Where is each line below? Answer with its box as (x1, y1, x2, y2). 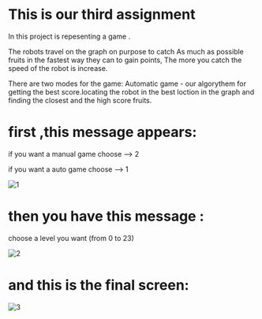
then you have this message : (8, 207, 204, 225)
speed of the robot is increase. (8, 63, 108, 72)
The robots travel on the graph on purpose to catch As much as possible (8, 46, 245, 56)
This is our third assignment (8, 6, 196, 24)
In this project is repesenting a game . (8, 32, 131, 41)
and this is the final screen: (8, 276, 189, 294)
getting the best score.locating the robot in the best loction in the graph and (8, 87, 255, 96)
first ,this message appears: (8, 124, 197, 141)
